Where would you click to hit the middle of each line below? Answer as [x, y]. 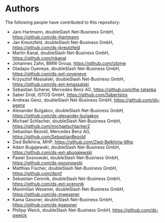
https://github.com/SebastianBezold [49, 137]
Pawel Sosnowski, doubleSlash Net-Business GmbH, [66, 157]
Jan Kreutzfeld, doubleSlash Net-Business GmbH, [63, 42]
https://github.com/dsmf [37, 173]
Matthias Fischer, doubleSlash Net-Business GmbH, [65, 168]
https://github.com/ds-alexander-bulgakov [55, 115]
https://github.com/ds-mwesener [46, 194]
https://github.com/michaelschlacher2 [51, 126]
